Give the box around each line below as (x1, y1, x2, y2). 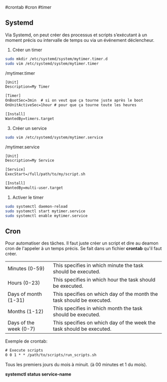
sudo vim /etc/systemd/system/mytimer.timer (5, 61, 99, 66)
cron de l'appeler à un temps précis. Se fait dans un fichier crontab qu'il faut (5, 246, 162, 252)
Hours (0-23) (7, 279, 40, 286)
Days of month (7, 291, 42, 298)
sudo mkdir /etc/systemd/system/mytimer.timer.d (5, 56, 108, 61)
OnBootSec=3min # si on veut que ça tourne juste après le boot (5, 98, 143, 103)
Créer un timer (12, 47, 42, 53)
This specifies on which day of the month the (53, 291, 158, 298)
